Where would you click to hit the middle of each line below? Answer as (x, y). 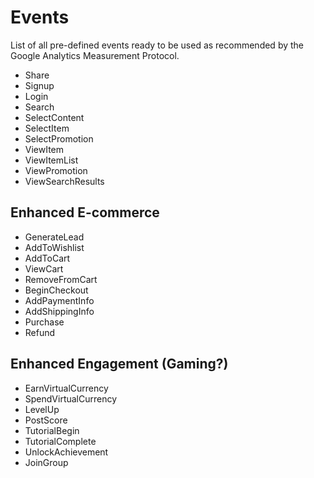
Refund (40, 332)
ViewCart (44, 268)
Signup (39, 85)
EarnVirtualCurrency (66, 388)
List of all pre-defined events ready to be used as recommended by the (157, 45)
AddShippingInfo (59, 311)
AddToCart (47, 258)
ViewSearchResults (64, 181)
